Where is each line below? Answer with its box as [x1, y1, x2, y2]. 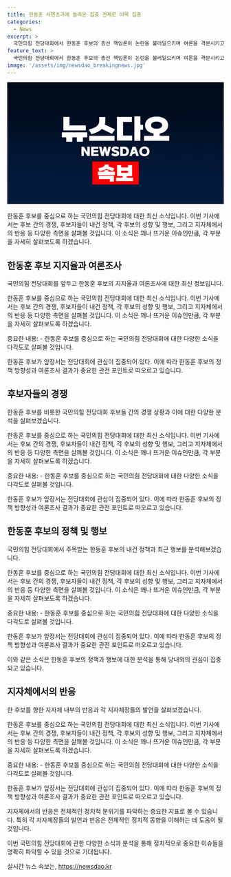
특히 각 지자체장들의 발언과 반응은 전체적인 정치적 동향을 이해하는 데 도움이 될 [16, 816, 223, 824]
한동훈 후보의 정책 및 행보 [7, 525, 108, 537]
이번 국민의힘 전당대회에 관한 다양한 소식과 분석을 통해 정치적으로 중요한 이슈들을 [7, 838, 224, 847]
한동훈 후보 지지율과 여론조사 [7, 260, 122, 271]
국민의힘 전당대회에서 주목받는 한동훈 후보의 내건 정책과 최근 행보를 [7, 545, 187, 553]
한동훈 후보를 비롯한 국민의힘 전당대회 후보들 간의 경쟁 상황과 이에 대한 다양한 [7, 408, 214, 416]
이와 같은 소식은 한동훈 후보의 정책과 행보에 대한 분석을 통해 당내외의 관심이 [7, 655, 209, 664]
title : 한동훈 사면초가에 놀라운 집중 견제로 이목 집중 [7, 11, 142, 18]
